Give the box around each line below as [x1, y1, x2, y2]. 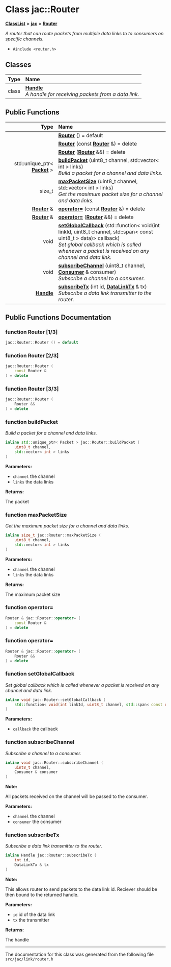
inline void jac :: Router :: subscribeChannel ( [5, 760, 103, 765]
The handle [5, 936, 29, 942]
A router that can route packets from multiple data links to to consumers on [5, 30, 164, 36]
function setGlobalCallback [5, 670, 75, 678]
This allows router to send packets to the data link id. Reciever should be [5, 886, 158, 892]
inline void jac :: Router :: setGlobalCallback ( [5, 697, 106, 703]
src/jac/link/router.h [5, 956, 53, 962]
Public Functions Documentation [5, 313, 111, 322]
